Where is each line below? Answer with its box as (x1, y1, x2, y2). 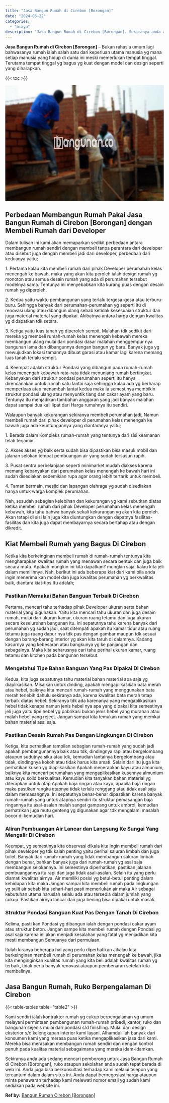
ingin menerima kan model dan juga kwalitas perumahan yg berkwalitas (5, 574, 154, 580)
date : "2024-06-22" (5, 13, 46, 19)
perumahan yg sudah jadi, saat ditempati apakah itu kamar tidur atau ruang (5, 625, 161, 631)
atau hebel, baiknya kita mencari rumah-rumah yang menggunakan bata (5, 686, 155, 693)
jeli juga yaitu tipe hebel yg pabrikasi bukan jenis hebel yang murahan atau (5, 708, 160, 714)
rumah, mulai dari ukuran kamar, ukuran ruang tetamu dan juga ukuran (5, 614, 151, 620)
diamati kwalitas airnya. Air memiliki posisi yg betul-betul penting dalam (5, 875, 153, 881)
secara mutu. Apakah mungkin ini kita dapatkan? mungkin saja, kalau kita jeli (5, 564, 164, 570)
